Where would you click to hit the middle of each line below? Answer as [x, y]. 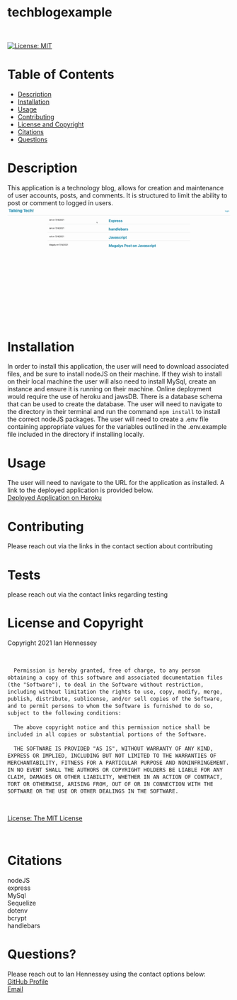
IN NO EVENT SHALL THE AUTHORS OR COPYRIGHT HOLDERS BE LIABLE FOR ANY [115, 770]
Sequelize [22, 903]
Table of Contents [61, 75]
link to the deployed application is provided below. [80, 490]
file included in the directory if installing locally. [76, 435]
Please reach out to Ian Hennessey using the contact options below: [107, 974]
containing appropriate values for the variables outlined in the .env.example [117, 427]
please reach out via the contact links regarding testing [88, 594]
